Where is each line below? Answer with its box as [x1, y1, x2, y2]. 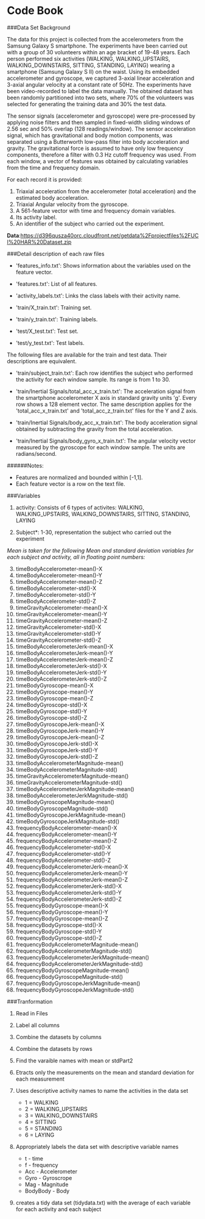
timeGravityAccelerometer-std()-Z [15, 636, 102, 644]
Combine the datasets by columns [15, 1033, 102, 1040]
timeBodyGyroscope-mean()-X [15, 681, 94, 689]
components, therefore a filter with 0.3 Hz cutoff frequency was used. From [7, 151, 196, 158]
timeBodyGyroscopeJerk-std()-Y [15, 746, 99, 753]
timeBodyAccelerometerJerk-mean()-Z [15, 656, 113, 663]
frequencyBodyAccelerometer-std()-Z [15, 856, 111, 864]
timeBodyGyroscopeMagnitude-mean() [15, 798, 115, 805]
